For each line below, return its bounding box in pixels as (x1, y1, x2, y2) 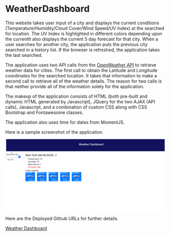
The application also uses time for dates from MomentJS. (5, 119, 125, 125)
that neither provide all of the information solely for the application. (5, 83, 145, 89)
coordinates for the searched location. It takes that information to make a (5, 72, 157, 78)
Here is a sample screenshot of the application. (5, 129, 104, 135)
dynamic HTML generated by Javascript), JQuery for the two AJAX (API (5, 98, 155, 104)
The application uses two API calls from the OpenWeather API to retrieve (5, 62, 157, 68)
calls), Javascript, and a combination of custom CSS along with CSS (5, 104, 148, 110)
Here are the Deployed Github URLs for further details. (5, 215, 119, 221)
